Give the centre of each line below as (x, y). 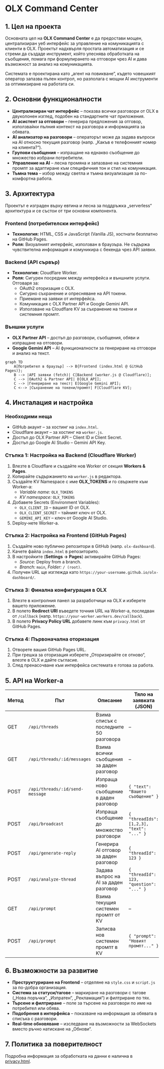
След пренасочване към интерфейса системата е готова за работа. (83, 665)
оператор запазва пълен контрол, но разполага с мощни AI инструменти (82, 79)
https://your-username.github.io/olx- (119, 572)
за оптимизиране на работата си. (40, 84)
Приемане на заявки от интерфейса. (58, 299)
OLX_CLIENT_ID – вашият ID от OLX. (55, 507)
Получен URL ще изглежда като (45, 572)
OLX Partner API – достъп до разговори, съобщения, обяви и (76, 338)
